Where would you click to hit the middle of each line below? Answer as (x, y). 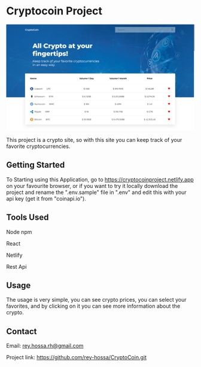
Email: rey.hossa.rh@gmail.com (45, 346)
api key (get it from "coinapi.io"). (46, 198)
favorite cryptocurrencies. (38, 146)
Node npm (19, 232)
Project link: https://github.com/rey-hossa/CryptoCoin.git (77, 357)
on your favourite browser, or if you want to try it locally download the (92, 186)
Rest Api (16, 266)
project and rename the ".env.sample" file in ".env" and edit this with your (96, 192)
